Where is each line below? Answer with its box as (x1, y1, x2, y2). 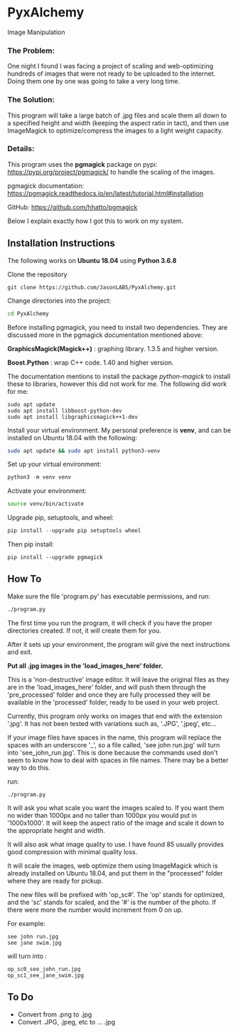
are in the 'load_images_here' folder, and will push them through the (7, 682, 206, 691)
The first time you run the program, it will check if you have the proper (7, 618, 213, 627)
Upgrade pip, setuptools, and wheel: (7, 514, 114, 522)
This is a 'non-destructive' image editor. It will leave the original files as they (7, 675, 229, 684)
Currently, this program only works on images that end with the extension (7, 712, 222, 720)
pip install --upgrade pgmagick (7, 554, 103, 561)
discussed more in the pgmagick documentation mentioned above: (7, 331, 203, 339)
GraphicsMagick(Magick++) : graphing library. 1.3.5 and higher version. (7, 344, 219, 353)
